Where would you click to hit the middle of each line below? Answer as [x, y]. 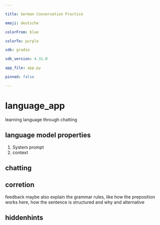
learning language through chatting [41, 119]
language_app [35, 106]
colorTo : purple [22, 41]
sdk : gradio [17, 50]
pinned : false [20, 77]
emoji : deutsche [22, 23]
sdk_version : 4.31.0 [27, 59]
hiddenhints [24, 218]
